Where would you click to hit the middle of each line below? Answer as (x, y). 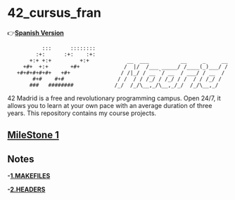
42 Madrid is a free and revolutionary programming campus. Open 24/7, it (114, 98)
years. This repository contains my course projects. (82, 113)
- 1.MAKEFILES (29, 176)
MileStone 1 (33, 135)
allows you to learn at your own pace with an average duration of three (110, 105)
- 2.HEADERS (26, 189)
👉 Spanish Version (36, 32)
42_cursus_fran (55, 13)
